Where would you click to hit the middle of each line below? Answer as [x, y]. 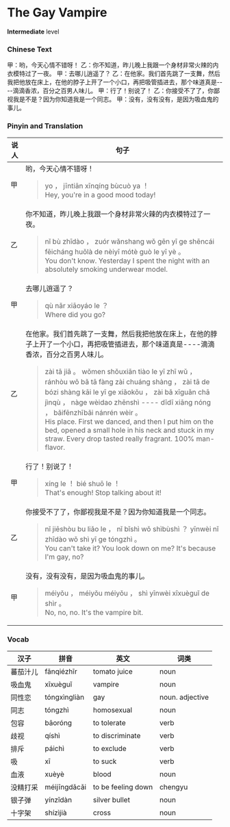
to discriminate [117, 735]
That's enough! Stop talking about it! [103, 492]
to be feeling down [123, 787]
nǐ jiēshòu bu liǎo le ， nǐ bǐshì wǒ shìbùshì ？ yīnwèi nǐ [132, 529]
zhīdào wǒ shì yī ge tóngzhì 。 [93, 539]
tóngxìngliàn [65, 697]
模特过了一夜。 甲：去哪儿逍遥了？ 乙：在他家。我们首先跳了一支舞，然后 [116, 74]
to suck [105, 761]
